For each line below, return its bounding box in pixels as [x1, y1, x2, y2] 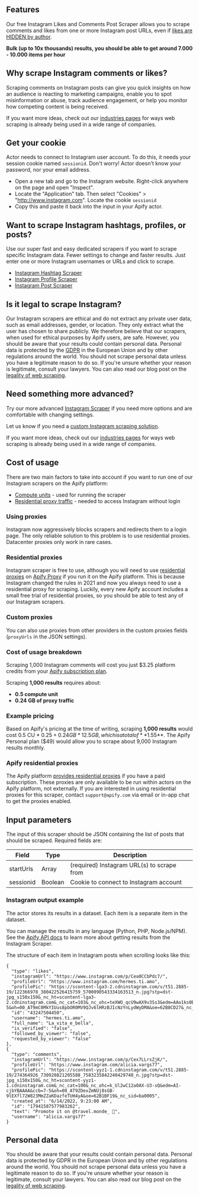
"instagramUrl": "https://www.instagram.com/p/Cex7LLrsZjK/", [11, 1057, 168, 1063]
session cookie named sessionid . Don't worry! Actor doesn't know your [6, 160, 181, 167]
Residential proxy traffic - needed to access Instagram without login [14, 497, 181, 504]
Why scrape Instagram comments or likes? [6, 68, 168, 78]
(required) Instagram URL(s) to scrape [70, 861, 176, 870]
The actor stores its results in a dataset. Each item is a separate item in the [6, 909, 188, 916]
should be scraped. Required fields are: [6, 837, 102, 844]
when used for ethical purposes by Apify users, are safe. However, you [6, 334, 179, 341]
